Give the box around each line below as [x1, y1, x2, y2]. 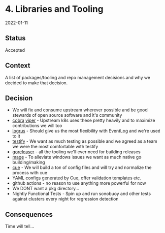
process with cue [12, 170, 48, 176]
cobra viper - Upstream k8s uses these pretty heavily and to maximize [12, 117, 155, 124]
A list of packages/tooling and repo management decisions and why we [5, 74, 151, 80]
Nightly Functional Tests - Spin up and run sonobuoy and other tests [12, 191, 151, 197]
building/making [12, 159, 45, 166]
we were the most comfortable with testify [12, 144, 99, 150]
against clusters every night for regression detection [12, 196, 119, 202]
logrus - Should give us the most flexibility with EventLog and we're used [12, 128, 161, 134]
